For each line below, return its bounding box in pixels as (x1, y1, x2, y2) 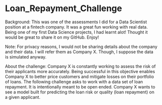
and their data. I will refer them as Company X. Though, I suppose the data (5, 49, 154, 55)
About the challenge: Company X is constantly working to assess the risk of (5, 63, 156, 69)
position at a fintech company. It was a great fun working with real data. (5, 24, 148, 30)
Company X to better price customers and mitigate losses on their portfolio (5, 74, 154, 79)
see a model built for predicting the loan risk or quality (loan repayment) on (5, 89, 155, 95)
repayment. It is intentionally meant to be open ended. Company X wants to (5, 84, 156, 90)
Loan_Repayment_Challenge (5, 3, 122, 14)
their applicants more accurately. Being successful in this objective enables (5, 68, 155, 74)
